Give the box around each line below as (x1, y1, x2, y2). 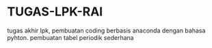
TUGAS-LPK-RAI (7, 4, 103, 20)
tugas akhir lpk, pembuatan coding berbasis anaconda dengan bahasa (7, 26, 206, 34)
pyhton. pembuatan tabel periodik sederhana (7, 33, 135, 41)
